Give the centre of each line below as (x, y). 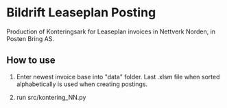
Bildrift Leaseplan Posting (81, 13)
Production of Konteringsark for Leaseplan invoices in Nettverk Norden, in (111, 31)
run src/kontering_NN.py (51, 97)
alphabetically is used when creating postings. (82, 84)
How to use (31, 60)
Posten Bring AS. (30, 38)
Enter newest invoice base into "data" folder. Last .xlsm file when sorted (118, 77)
